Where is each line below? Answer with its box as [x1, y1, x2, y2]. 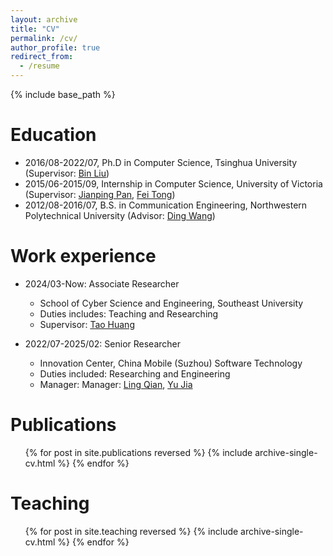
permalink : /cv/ [10, 33, 78, 43]
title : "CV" [10, 24, 60, 34]
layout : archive [10, 14, 78, 25]
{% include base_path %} [10, 89, 116, 100]
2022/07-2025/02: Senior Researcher [24, 337, 182, 350]
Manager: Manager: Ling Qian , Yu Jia [39, 378, 193, 390]
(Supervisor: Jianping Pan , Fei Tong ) [24, 188, 176, 200]
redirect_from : [10, 52, 74, 62]
